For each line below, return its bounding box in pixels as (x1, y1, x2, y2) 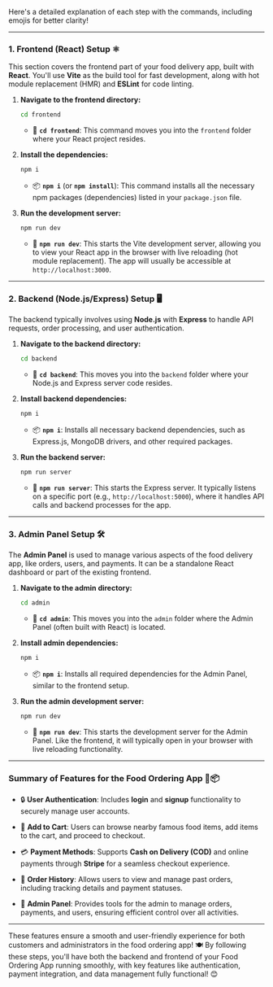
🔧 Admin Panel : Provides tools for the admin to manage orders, (19, 899, 232, 909)
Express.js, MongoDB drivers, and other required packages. (32, 436, 233, 446)
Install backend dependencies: (19, 394, 128, 404)
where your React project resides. (32, 134, 146, 144)
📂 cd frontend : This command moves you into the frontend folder (32, 125, 252, 135)
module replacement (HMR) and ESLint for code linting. (8, 79, 194, 89)
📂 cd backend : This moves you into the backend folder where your (32, 369, 249, 379)
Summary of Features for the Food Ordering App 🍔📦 (8, 772, 219, 784)
